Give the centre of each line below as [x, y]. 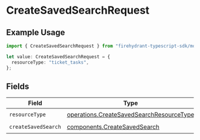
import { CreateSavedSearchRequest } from [60, 46]
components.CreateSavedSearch [113, 127]
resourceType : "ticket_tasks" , [50, 62]
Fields [18, 86]
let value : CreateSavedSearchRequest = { [58, 57]
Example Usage [36, 32]
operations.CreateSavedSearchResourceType [131, 114]
